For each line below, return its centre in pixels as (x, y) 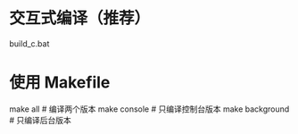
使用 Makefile (60, 83)
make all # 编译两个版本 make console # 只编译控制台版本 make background (149, 109)
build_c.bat (29, 43)
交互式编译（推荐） (80, 18)
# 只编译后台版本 (40, 120)
